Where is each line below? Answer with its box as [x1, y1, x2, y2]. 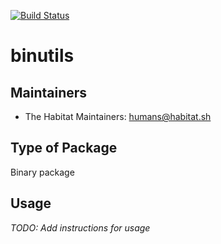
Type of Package [10, 140, 118, 157]
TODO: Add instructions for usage [10, 221, 151, 234]
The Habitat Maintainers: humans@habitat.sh [24, 111, 212, 122]
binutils [10, 45, 75, 67]
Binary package [10, 166, 75, 178]
